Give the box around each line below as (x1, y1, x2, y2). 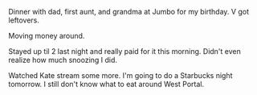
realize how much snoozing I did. (8, 56, 118, 64)
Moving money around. (8, 31, 85, 40)
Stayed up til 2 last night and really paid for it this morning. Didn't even (8, 47, 241, 56)
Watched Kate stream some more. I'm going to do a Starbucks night (8, 71, 233, 80)
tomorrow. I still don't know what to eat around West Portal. (8, 80, 205, 89)
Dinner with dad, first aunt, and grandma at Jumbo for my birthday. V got (8, 7, 249, 16)
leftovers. (8, 15, 40, 25)
